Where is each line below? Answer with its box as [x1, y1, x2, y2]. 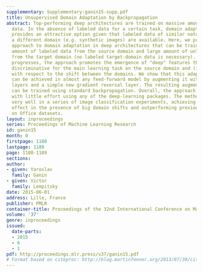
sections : [6, 155, 31, 161]
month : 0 [6, 133, 28, 139]
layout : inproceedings [6, 116, 63, 122]
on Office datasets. [11, 110, 63, 116]
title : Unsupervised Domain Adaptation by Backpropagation [6, 15, 158, 21]
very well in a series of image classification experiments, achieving [11, 99, 196, 105]
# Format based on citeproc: [6, 257, 80, 263]
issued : [6, 223, 26, 229]
